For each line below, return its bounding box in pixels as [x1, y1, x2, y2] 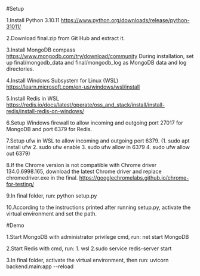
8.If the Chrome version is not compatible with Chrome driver [6, 162, 157, 168]
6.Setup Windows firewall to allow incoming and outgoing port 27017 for [6, 119, 183, 126]
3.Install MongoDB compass [6, 46, 76, 53]
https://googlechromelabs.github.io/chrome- [79, 174, 189, 181]
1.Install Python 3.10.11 [6, 17, 60, 23]
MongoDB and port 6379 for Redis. [6, 126, 93, 132]
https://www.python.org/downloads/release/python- [60, 17, 190, 23]
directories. [6, 65, 35, 72]
